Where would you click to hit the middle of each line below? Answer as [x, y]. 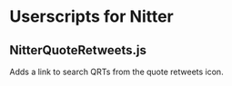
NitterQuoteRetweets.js [78, 50]
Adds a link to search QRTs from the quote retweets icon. [117, 72]
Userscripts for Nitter [92, 17]
